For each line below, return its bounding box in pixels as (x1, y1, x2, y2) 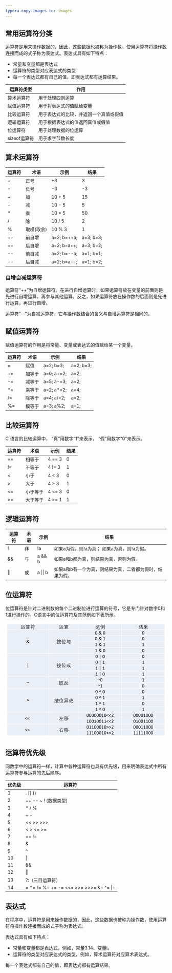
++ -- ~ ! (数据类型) (25, 797, 68, 804)
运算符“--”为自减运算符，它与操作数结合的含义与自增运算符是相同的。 (5, 311, 153, 317)
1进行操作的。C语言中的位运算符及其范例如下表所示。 (5, 612, 118, 618)
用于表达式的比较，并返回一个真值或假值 (38, 111, 124, 117)
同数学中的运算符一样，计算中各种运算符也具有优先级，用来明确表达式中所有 (5, 763, 167, 769)
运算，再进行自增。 (9, 299, 50, 306)
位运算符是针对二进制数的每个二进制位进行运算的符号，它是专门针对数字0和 (5, 605, 165, 611)
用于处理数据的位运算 (38, 127, 83, 133)
